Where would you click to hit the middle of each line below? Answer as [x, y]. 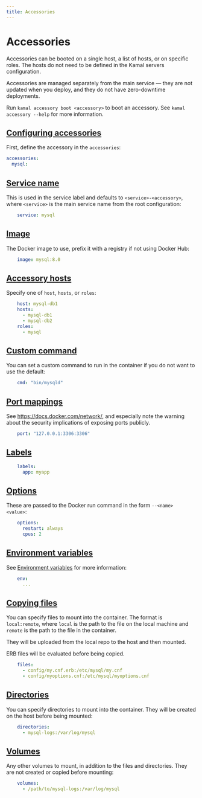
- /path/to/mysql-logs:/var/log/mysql [71, 789]
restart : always [43, 529]
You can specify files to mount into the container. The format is [84, 617]
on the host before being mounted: [49, 716]
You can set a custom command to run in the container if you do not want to [101, 365]
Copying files [32, 603]
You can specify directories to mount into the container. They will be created [101, 709]
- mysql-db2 [37, 321]
